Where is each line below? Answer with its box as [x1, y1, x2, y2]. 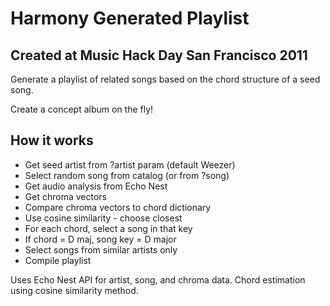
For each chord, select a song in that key [24, 222, 193, 234]
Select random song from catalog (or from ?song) [24, 169, 230, 181]
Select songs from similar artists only [24, 243, 178, 256]
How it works [10, 132, 94, 149]
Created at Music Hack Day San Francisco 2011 [10, 47, 308, 64]
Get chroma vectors [24, 190, 107, 202]
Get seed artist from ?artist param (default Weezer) [24, 158, 236, 171]
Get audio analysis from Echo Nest [24, 180, 168, 192]
